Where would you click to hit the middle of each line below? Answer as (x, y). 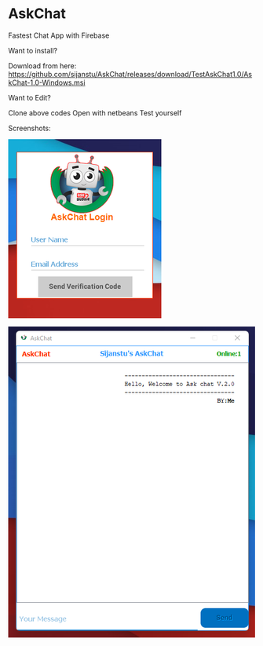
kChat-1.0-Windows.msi (47, 82)
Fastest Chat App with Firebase (59, 35)
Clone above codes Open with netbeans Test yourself (95, 113)
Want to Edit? (29, 97)
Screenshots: (29, 128)
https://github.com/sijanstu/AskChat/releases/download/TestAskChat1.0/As (130, 74)
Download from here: (42, 66)
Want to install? (33, 50)
